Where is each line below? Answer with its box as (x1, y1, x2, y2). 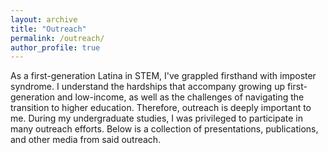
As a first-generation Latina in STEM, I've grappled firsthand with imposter (10, 70, 317, 82)
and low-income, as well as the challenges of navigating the (56, 91, 305, 103)
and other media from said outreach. (10, 134, 162, 146)
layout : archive (10, 14, 78, 25)
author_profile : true (10, 42, 101, 53)
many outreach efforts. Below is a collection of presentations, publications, (10, 123, 319, 135)
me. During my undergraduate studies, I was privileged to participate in (10, 112, 304, 125)
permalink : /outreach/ (10, 33, 105, 43)
